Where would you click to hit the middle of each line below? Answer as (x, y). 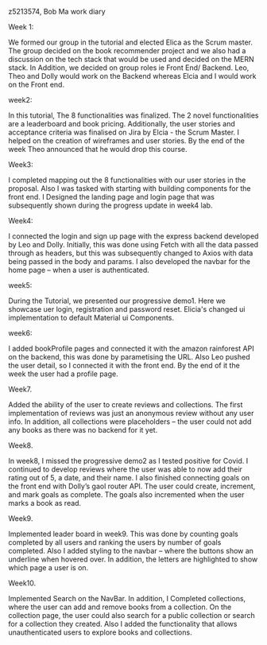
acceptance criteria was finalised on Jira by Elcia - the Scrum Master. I (124, 132)
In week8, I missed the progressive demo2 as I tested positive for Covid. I (128, 461)
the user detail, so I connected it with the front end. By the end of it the (124, 365)
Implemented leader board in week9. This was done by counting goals (123, 534)
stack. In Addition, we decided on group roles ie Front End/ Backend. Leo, (129, 68)
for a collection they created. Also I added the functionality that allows (123, 624)
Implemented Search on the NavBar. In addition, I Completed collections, (127, 598)
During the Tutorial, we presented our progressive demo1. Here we (117, 301)
